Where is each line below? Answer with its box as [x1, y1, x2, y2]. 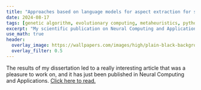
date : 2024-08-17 [6, 14, 50, 20]
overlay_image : [11, 43, 50, 49]
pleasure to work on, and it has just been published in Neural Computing [6, 70, 184, 78]
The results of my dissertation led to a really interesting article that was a [6, 64, 186, 71]
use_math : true [6, 31, 44, 37]
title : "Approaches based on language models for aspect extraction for [6, 8, 191, 15]
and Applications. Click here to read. [6, 77, 96, 84]
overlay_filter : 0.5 [11, 48, 63, 54]
